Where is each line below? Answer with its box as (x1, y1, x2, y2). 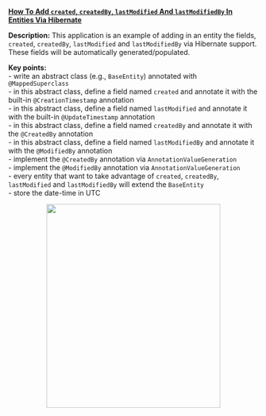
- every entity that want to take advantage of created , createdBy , (8, 171, 220, 181)
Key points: (8, 63, 47, 72)
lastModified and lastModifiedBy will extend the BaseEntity (8, 180, 204, 189)
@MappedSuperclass (8, 80, 69, 87)
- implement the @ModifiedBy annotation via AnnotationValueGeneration (8, 163, 241, 172)
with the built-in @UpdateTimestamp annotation (8, 112, 156, 122)
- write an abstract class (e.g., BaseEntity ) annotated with (8, 72, 197, 80)
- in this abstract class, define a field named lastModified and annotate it (8, 103, 248, 113)
